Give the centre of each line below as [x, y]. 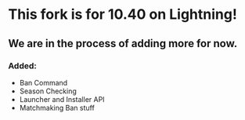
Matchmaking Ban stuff [57, 107]
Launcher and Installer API [62, 99]
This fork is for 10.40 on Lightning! [122, 15]
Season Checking [48, 91]
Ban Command [43, 82]
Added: [22, 66]
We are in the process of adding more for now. [123, 44]
